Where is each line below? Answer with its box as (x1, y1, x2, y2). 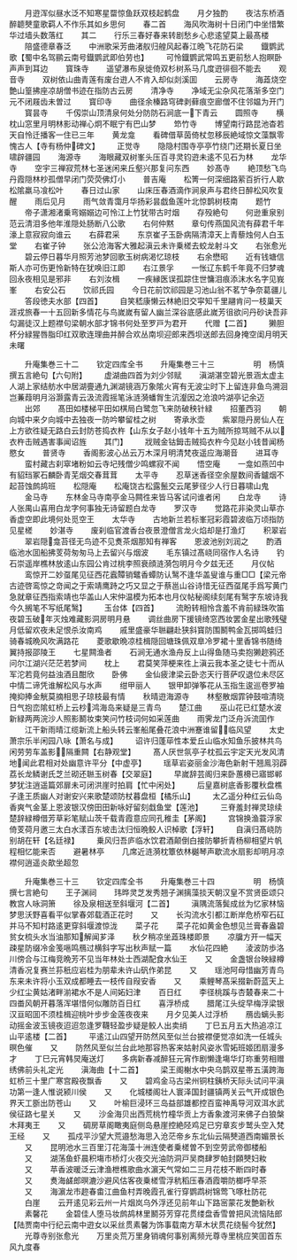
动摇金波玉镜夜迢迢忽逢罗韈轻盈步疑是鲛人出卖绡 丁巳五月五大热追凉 (9, 1020, 275, 1031)
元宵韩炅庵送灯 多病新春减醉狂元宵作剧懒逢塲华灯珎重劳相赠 (49, 1054, 285, 1063)
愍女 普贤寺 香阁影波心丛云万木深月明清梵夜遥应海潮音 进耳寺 (9, 447, 279, 458)
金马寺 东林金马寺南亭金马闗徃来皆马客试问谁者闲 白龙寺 (24, 492, 262, 502)
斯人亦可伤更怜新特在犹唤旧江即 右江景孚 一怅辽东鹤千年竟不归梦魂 (9, 262, 285, 273)
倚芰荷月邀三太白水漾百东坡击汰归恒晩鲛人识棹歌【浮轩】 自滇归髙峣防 (9, 824, 283, 835)
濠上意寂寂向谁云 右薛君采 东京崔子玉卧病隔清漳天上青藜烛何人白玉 (9, 229, 285, 239)
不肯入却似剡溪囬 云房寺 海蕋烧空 (134, 74, 287, 84)
